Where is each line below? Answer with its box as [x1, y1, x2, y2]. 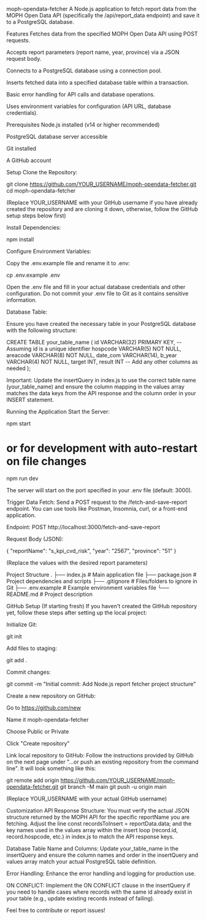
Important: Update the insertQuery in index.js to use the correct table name [6, 377, 196, 384]
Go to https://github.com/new [6, 704, 82, 711]
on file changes [6, 454, 87, 468]
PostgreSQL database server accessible [6, 133, 108, 140]
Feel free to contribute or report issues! [6, 906, 105, 914]
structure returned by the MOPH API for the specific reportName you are [6, 813, 190, 821]
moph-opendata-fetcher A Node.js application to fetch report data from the [6, 6, 197, 12]
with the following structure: [6, 327, 77, 334]
